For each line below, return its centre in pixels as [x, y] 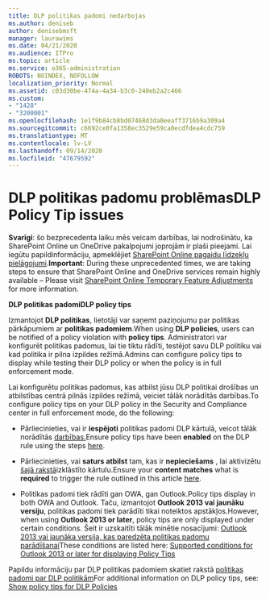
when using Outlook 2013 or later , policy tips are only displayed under [137, 520]
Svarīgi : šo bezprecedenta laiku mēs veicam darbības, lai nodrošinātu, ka [131, 238]
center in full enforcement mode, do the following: [91, 413]
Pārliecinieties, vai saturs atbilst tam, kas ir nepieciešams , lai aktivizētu [141, 461]
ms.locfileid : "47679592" [52, 158]
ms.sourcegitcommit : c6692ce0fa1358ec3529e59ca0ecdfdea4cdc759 [117, 128]
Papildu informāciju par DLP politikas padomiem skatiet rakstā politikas [126, 570]
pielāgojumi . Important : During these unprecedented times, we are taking [130, 264]
